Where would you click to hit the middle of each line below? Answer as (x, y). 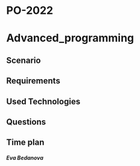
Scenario (24, 60)
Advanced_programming (70, 38)
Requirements (33, 81)
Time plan (25, 142)
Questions (26, 122)
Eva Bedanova (25, 158)
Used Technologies (43, 101)
